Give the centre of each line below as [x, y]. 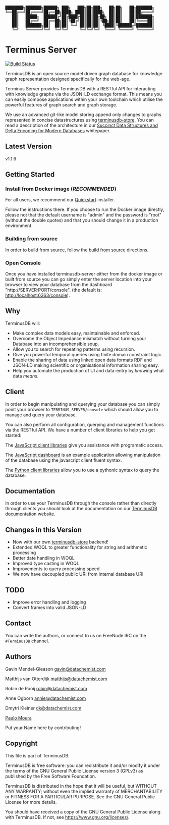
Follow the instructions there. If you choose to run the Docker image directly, [85, 209]
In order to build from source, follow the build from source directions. [77, 250]
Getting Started [30, 175]
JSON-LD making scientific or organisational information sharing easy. [86, 365]
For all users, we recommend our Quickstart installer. [60, 200]
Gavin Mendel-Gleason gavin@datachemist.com [55, 669]
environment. [19, 226]
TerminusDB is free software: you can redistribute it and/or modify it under [83, 765]
